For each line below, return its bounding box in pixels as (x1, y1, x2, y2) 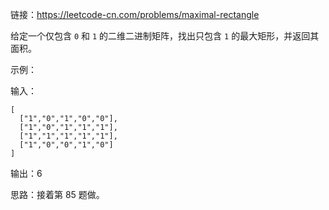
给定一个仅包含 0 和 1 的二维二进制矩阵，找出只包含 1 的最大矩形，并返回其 (10, 30, 320, 42)
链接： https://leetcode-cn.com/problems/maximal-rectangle (10, 9, 260, 20)
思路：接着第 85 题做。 (10, 189, 105, 200)
